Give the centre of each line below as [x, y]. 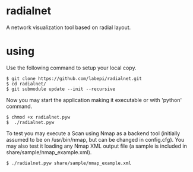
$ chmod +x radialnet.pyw [38, 117]
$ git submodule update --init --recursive [61, 89]
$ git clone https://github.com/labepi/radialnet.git [74, 78]
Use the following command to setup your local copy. [71, 68]
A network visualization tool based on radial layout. [69, 27]
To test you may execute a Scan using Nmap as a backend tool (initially [93, 133]
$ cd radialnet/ [26, 84]
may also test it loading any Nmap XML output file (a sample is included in [96, 146]
